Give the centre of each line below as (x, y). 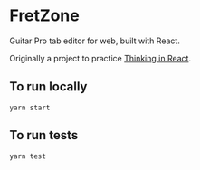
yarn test (28, 156)
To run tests (44, 135)
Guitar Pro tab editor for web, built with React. (95, 41)
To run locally (48, 87)
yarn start (30, 108)
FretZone (44, 16)
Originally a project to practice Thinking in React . (100, 58)
